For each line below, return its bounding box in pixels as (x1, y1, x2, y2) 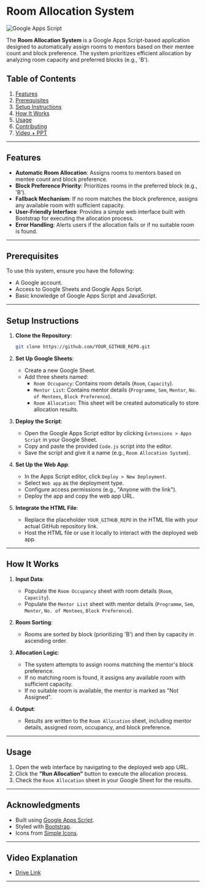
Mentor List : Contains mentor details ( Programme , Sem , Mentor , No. (33, 386, 198, 393)
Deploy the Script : (15, 418, 63, 425)
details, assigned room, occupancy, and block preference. (24, 723, 172, 731)
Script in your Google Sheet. (24, 436, 98, 444)
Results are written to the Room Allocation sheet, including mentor (24, 717, 192, 724)
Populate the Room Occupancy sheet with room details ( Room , (24, 587, 173, 594)
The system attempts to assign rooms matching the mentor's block (24, 661, 194, 668)
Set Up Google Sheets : (15, 355, 74, 362)
